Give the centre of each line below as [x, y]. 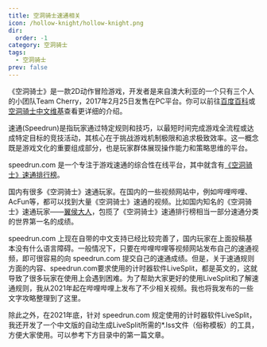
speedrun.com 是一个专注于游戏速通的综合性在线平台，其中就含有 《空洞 [127, 165]
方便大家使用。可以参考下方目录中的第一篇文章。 [88, 334]
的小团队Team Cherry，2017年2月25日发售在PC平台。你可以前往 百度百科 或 [132, 101]
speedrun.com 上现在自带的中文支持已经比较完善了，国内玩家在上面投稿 [127, 238]
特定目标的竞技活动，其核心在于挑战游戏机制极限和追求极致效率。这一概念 [137, 138]
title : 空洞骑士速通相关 [44, 16]
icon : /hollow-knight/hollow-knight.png [76, 23]
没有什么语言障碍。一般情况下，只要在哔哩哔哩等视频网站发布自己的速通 [133, 248]
